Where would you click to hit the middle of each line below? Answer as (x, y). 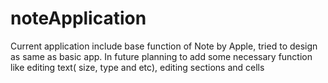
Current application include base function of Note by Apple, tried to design (164, 46)
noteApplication (78, 18)
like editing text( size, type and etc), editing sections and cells (137, 67)
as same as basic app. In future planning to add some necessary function (161, 56)
